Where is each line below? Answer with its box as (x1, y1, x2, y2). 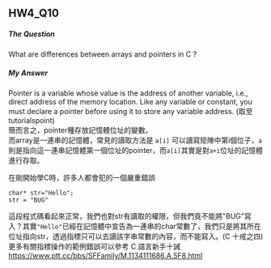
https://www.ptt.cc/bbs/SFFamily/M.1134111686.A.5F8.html (8, 251, 203, 261)
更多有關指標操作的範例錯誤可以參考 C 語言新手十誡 (8, 242, 181, 252)
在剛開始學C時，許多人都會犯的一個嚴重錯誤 (8, 173, 156, 183)
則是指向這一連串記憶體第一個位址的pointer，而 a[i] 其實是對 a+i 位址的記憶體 (8, 146, 263, 155)
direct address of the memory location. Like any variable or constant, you (8, 97, 252, 107)
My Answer (8, 68, 49, 78)
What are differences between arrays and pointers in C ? (8, 49, 197, 59)
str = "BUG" (8, 196, 49, 205)
